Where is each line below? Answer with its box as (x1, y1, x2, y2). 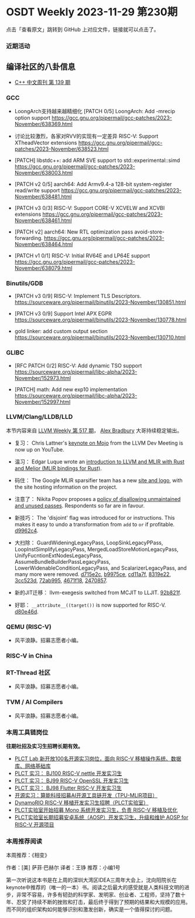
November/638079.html (14, 265, 73, 272)
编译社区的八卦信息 (6, 62, 76, 72)
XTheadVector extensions (14, 139, 77, 146)
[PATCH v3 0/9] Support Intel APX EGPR (14, 310, 112, 317)
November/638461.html (14, 216, 72, 223)
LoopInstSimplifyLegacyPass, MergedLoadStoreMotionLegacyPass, (14, 546, 179, 553)
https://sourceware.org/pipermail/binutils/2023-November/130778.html (14, 316, 187, 323)
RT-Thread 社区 (6, 669, 51, 676)
